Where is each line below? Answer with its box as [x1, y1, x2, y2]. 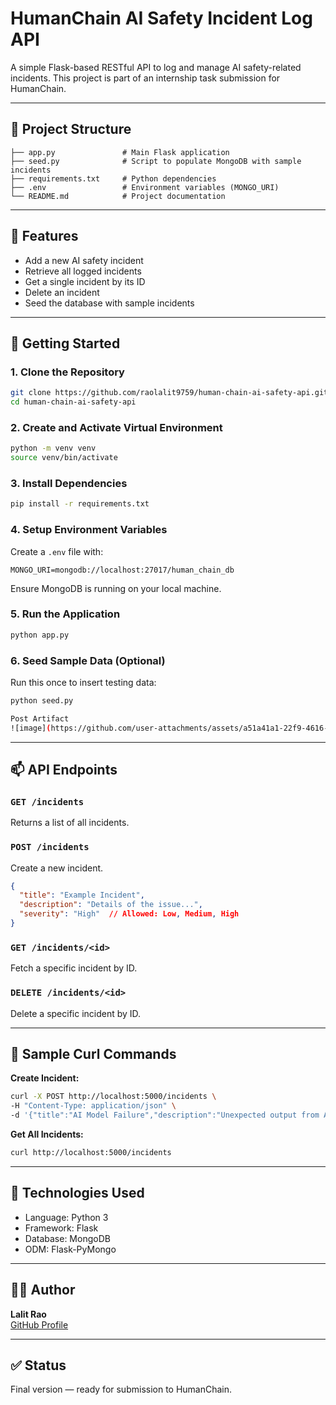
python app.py [10, 630, 70, 640]
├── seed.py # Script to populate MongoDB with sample [10, 156, 302, 166]
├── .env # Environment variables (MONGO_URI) [10, 182, 280, 192]
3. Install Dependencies [10, 476, 128, 490]
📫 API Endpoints [10, 762, 118, 778]
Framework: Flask [24, 1222, 99, 1234]
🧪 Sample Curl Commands [10, 1045, 177, 1062]
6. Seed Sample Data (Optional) [10, 653, 166, 667]
